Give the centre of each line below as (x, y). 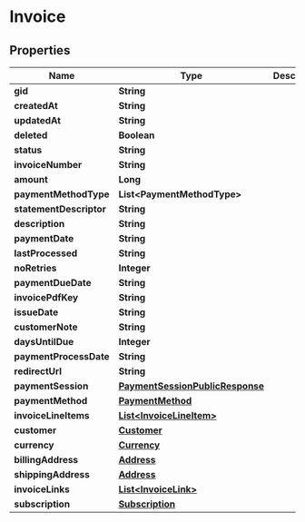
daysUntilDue (44, 342)
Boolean (137, 135)
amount (31, 179)
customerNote (46, 327)
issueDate (36, 312)
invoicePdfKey (46, 297)
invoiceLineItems (52, 415)
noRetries (35, 268)
